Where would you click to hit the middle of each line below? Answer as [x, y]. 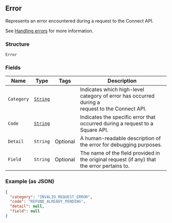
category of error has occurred [117, 96]
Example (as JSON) [30, 181]
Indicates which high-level [112, 89]
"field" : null [25, 211]
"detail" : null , [27, 207]
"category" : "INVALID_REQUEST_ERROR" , [51, 197]
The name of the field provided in [120, 153]
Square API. [94, 130]
